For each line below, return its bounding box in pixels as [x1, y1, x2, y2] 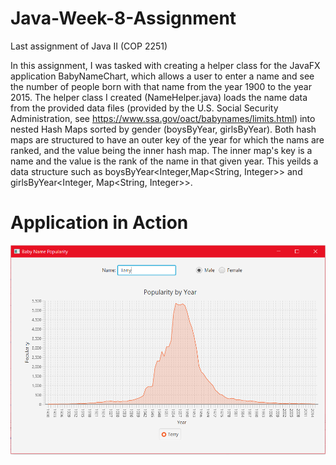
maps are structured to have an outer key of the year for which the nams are [10, 133, 325, 146]
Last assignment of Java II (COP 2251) [10, 40, 168, 52]
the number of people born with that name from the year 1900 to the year [10, 80, 312, 92]
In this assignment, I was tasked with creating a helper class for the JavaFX [10, 59, 321, 71]
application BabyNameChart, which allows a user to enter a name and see [10, 70, 315, 82]
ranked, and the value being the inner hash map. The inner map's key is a [10, 144, 313, 156]
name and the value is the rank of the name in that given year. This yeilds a [10, 155, 319, 167]
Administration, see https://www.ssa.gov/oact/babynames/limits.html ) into [10, 112, 316, 124]
